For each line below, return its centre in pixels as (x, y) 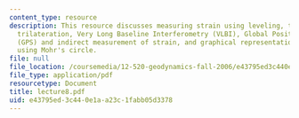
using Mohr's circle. (57, 51)
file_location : (37, 67)
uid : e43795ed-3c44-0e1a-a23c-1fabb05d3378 (91, 100)
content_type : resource (53, 17)
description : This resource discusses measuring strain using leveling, (147, 26)
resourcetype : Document (53, 83)
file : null (29, 59)
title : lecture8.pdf (48, 91)
